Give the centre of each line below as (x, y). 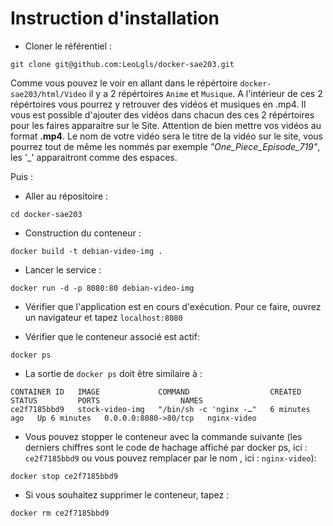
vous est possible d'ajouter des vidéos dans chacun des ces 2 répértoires (162, 114)
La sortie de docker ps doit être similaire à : (113, 373)
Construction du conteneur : (83, 233)
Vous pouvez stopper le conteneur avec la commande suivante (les (163, 436)
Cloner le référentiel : (68, 46)
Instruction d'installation (115, 18)
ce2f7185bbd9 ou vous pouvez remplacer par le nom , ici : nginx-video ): (170, 458)
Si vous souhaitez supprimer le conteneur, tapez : (127, 494)
